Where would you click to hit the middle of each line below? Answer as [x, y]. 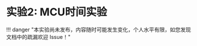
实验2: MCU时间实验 [57, 12]
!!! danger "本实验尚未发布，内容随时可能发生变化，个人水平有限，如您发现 [99, 29]
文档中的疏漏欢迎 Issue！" [38, 37]
